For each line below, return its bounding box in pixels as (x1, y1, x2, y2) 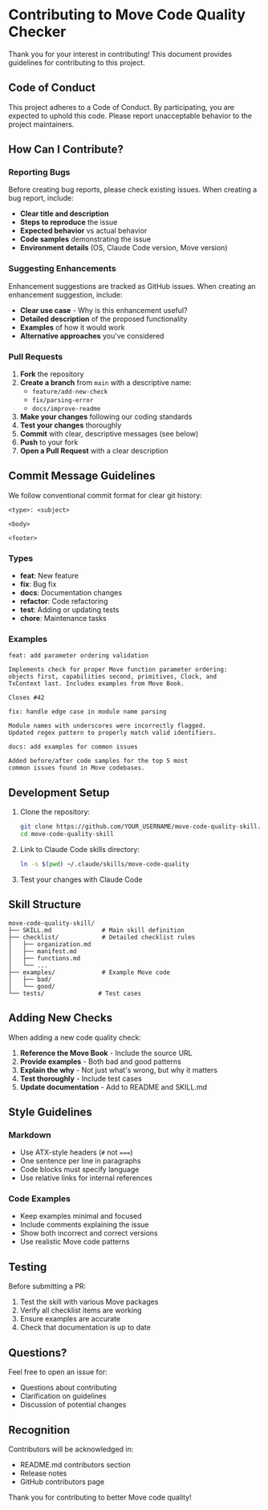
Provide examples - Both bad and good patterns (19, 1057, 182, 1066)
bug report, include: (8, 193, 74, 203)
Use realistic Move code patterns (19, 1237, 130, 1247)
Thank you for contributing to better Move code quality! (8, 1492, 192, 1502)
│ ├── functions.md (8, 954, 81, 962)
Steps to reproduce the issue (19, 217, 118, 227)
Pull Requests (8, 351, 63, 362)
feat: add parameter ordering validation (8, 651, 149, 660)
